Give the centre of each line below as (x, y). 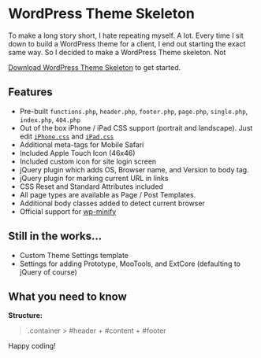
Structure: (26, 316)
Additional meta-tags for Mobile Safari (82, 144)
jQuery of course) (48, 271)
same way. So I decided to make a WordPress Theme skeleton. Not (117, 52)
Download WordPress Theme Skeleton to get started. (95, 67)
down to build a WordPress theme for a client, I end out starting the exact (127, 43)
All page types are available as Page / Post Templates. (108, 194)
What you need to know (68, 296)
